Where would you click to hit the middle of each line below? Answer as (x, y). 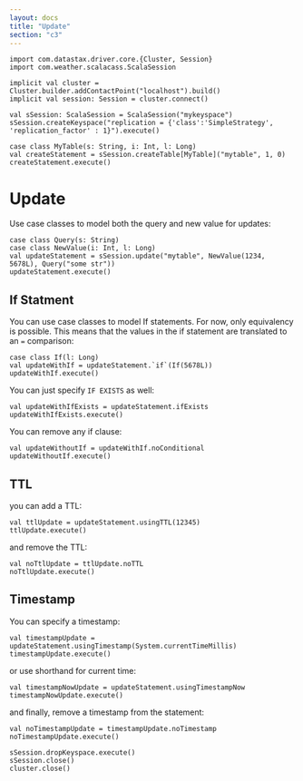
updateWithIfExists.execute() (67, 415)
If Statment (42, 300)
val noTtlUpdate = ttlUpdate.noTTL (77, 563)
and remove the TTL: (49, 547)
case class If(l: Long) (54, 358)
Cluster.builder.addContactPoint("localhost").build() (115, 92)
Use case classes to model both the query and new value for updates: (140, 224)
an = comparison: (42, 341)
